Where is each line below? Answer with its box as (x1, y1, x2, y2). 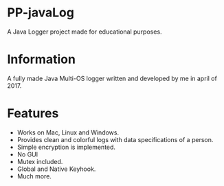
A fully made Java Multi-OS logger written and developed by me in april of (7, 74, 218, 82)
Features (7, 106, 59, 121)
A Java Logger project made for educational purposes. (7, 27, 163, 36)
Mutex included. (16, 157, 63, 165)
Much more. (16, 172, 52, 180)
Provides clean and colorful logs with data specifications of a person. (16, 135, 214, 143)
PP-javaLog (7, 5, 74, 21)
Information (7, 51, 76, 67)
